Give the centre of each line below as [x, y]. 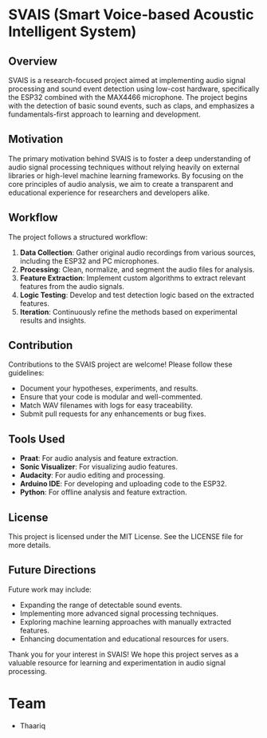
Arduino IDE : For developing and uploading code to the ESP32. [123, 484]
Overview [33, 61]
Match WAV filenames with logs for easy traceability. [106, 406]
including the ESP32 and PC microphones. [89, 260]
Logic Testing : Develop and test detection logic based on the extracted [137, 295]
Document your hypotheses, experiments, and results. [109, 388]
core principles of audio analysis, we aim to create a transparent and [121, 184]
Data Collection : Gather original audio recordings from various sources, [138, 252]
